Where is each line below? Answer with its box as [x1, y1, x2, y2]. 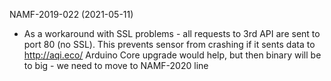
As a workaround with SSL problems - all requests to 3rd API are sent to [23, 28, 321, 39]
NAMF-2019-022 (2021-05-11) [9, 9, 134, 20]
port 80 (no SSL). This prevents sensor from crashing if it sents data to [23, 39, 316, 50]
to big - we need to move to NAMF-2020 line [23, 60, 209, 71]
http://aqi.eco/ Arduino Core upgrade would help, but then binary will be [23, 49, 322, 61]
